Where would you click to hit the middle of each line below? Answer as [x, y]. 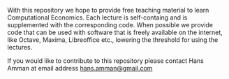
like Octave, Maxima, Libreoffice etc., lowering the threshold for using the [113, 40]
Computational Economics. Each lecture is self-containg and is [97, 17]
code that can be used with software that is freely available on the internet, [115, 32]
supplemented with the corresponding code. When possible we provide [110, 25]
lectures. [20, 47]
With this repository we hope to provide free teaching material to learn [108, 10]
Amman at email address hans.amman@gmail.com [80, 68]
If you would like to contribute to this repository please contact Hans [105, 61]
